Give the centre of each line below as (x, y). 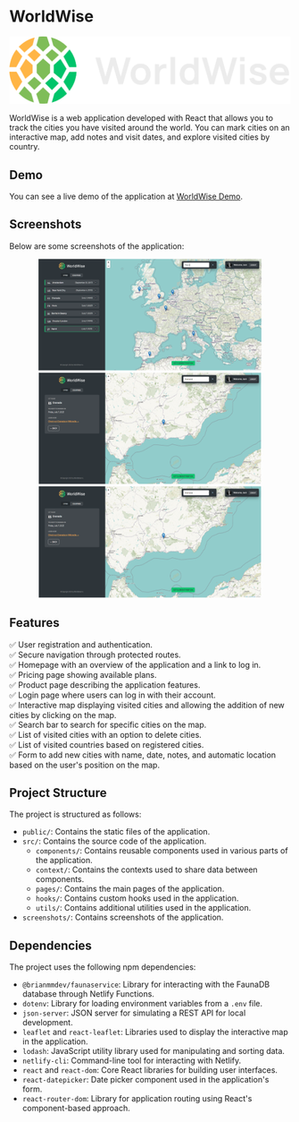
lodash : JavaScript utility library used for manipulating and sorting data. (154, 1051)
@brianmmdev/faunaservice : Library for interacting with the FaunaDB (146, 985)
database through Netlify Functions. (88, 994)
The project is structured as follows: (75, 814)
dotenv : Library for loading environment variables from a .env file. (142, 1004)
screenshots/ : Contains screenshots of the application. (123, 917)
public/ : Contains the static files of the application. (116, 832)
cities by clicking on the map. (63, 715)
